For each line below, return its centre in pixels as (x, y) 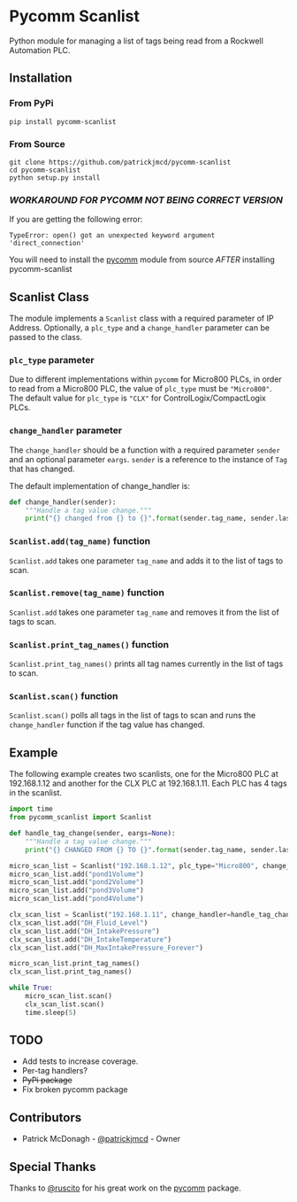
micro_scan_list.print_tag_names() (75, 964)
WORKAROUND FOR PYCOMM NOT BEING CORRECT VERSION (146, 199)
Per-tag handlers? (55, 1071)
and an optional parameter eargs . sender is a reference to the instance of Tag (148, 459)
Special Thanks (53, 1167)
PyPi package (47, 1080)
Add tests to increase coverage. (80, 1061)
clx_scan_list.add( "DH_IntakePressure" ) (85, 931)
